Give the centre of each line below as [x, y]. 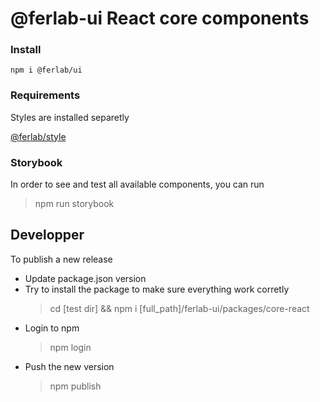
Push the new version [69, 366]
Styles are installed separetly [70, 117]
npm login [70, 347]
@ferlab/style [38, 136]
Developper [47, 235]
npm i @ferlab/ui [46, 70]
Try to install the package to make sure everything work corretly [157, 289]
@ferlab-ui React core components [160, 18]
